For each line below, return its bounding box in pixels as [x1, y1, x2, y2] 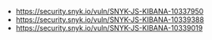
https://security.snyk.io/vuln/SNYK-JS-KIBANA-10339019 [15, 24, 203, 32]
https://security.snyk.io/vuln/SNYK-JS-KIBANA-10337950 [15, 7, 204, 16]
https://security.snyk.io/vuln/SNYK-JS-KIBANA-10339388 [15, 15, 204, 24]
